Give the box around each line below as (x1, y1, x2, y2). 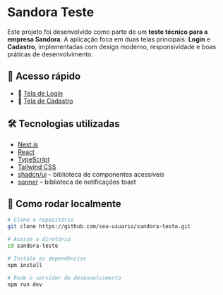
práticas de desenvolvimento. (7, 50, 94, 58)
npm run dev (7, 281, 42, 288)
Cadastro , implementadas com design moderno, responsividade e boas (7, 42, 217, 51)
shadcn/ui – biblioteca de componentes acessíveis (17, 170, 164, 178)
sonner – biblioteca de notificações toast (17, 177, 136, 186)
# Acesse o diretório (7, 236, 71, 243)
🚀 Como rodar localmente (7, 198, 121, 210)
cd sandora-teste (7, 242, 59, 249)
